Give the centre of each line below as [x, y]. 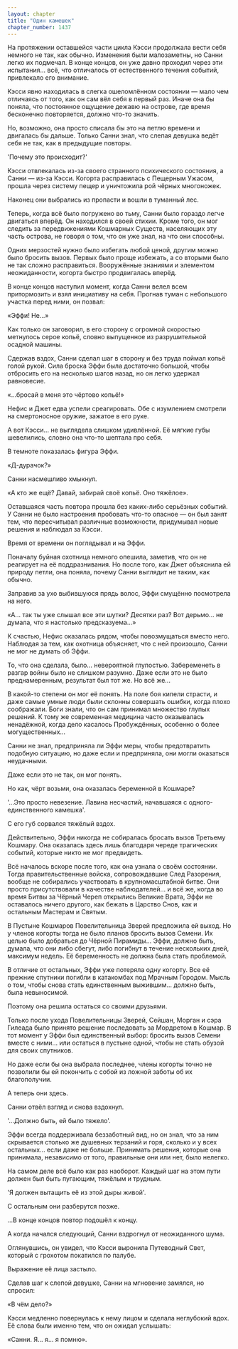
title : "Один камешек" [41, 21]
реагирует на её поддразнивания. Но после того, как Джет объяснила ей [119, 564]
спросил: [21, 1291]
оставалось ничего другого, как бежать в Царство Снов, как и [102, 904]
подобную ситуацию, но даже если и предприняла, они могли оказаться [118, 753]
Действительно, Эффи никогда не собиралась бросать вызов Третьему [117, 837]
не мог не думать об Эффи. [49, 651]
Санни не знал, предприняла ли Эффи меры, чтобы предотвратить [109, 746]
